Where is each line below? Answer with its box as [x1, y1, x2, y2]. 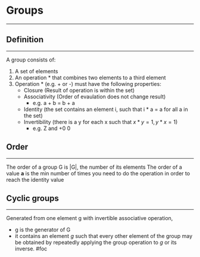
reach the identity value [6, 176, 64, 183]
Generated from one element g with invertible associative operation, [6, 215, 173, 222]
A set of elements [14, 67, 58, 75]
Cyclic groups [6, 193, 60, 203]
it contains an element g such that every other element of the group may [14, 233, 193, 240]
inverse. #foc [14, 245, 48, 252]
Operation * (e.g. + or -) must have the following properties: [14, 80, 162, 87]
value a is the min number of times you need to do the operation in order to [6, 169, 190, 177]
